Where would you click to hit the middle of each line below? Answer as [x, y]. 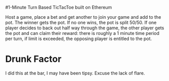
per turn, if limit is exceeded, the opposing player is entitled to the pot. [79, 38]
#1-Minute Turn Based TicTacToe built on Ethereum [59, 7]
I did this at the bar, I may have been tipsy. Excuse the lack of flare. [75, 73]
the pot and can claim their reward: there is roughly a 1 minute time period [82, 33]
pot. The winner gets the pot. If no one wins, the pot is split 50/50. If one [81, 23]
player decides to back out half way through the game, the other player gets [85, 28]
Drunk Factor [33, 59]
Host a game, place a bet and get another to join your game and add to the [83, 17]
